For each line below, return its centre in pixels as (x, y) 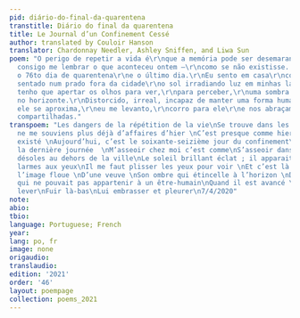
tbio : (19, 216)
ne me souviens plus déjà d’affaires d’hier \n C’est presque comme (146, 134)
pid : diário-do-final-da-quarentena (77, 17)
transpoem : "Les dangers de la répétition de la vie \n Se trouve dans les (150, 126)
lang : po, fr (33, 241)
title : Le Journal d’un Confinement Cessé (89, 34)
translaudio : (33, 266)
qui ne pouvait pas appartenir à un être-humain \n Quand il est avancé (151, 183)
